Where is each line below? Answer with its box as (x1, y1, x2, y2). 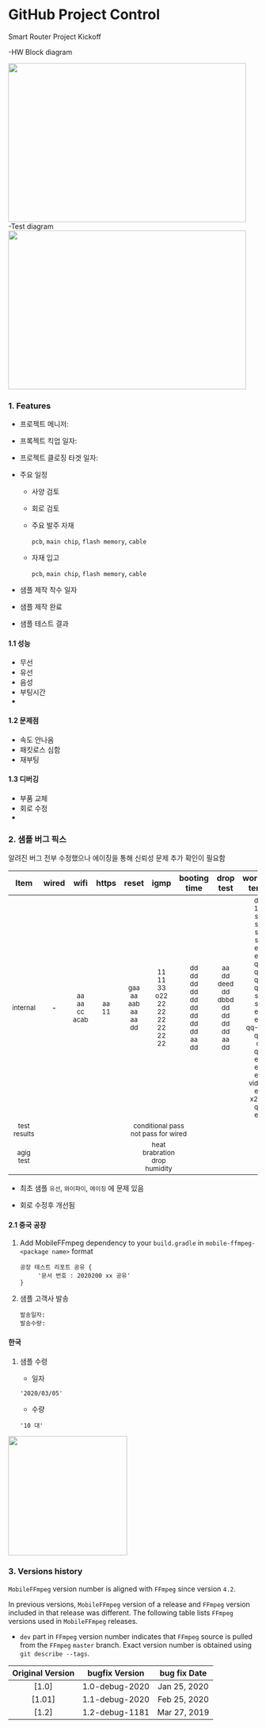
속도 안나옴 (19, 735, 55, 744)
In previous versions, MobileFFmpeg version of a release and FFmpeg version (8, 1599, 251, 1609)
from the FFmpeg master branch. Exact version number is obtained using (19, 1640, 252, 1649)
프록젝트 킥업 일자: (19, 436, 78, 446)
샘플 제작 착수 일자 (19, 586, 78, 595)
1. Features (8, 400, 51, 411)
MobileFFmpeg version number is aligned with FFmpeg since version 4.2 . (8, 1583, 236, 1594)
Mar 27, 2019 (157, 1707, 210, 1718)
